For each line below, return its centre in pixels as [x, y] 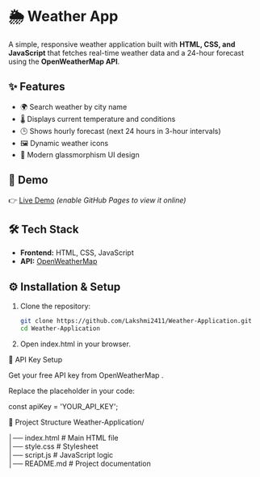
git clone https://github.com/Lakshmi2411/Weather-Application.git [136, 321]
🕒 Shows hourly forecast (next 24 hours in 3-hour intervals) [120, 131]
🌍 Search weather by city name [73, 107]
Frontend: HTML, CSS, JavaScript [77, 253]
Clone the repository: [55, 306]
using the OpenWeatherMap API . [64, 61]
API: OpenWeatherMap [59, 262]
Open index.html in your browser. [75, 344]
